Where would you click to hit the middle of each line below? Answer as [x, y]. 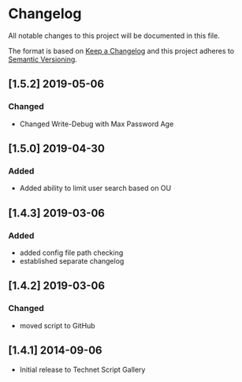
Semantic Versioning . [43, 59]
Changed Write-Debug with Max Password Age [97, 124]
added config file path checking [71, 253]
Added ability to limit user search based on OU [95, 188]
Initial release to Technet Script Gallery [82, 369]
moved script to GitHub [58, 325]
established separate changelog [72, 261]
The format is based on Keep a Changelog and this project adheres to [121, 51]
